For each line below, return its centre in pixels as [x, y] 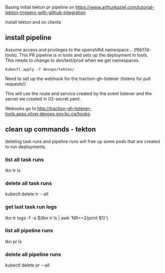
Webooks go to [21, 108]
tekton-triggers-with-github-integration [45, 12]
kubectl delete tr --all [27, 194]
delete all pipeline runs [33, 254]
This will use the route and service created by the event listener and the [79, 93]
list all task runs [25, 160]
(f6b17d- [142, 50]
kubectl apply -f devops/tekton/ [40, 69]
